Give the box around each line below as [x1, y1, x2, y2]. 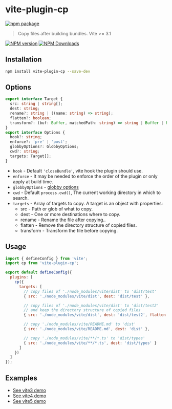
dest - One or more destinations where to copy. [20, 211, 121, 217]
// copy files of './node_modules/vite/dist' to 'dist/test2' [24, 303, 159, 308]
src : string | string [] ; [10, 101, 63, 106]
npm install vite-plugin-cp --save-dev [5, 69, 91, 74]
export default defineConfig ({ [5, 270, 72, 275]
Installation [5, 55, 42, 64]
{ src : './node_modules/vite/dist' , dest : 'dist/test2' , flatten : [24, 312, 168, 318]
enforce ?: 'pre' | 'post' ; [10, 139, 68, 144]
